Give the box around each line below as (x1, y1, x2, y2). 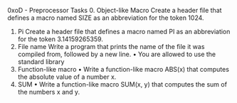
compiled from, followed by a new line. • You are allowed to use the (17, 50, 216, 58)
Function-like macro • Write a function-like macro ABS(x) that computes (17, 65, 230, 73)
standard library (17, 58, 65, 66)
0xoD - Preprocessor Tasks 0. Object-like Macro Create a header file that (7, 6, 222, 14)
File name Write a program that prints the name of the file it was (17, 43, 205, 50)
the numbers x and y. (17, 88, 80, 96)
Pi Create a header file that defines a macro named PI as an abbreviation (17, 28, 231, 36)
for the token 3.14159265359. (17, 35, 103, 43)
